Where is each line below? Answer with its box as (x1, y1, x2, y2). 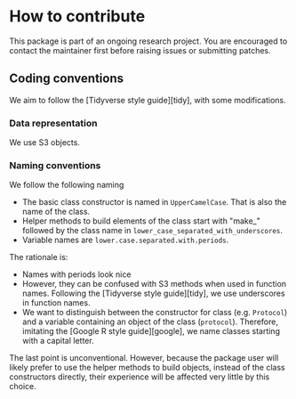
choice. (9, 381, 37, 392)
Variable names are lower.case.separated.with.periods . (21, 234, 229, 246)
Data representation (9, 117, 98, 129)
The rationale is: (9, 252, 68, 263)
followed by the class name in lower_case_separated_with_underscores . (21, 225, 283, 236)
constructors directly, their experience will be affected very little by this (9, 371, 270, 382)
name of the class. (21, 207, 91, 217)
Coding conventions (9, 71, 124, 86)
